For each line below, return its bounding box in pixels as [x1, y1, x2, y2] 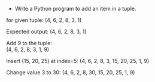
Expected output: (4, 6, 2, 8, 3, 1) [6, 28, 87, 35]
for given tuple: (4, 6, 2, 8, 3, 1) [6, 17, 82, 23]
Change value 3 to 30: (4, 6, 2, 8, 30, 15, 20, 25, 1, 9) [6, 69, 135, 76]
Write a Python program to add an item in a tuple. [14, 5, 136, 12]
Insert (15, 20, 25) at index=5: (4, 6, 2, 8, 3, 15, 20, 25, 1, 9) [6, 58, 150, 64]
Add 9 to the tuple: [6, 40, 53, 46]
